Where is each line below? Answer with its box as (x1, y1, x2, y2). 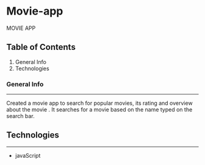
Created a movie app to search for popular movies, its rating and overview (6, 99, 193, 107)
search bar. (6, 113, 35, 120)
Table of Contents (6, 42, 76, 52)
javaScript (15, 152, 41, 159)
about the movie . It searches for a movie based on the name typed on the (6, 106, 193, 113)
